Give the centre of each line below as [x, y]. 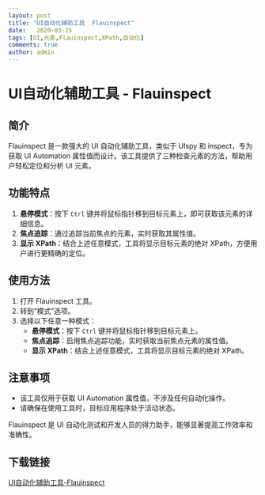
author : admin [32, 52]
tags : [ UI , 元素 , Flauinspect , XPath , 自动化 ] [76, 38]
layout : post [30, 15]
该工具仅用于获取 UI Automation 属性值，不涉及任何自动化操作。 [125, 398]
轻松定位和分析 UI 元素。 [55, 166]
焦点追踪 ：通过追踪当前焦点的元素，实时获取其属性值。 [110, 233]
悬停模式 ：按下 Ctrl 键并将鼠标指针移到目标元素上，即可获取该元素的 [133, 213]
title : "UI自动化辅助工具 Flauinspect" [72, 23]
